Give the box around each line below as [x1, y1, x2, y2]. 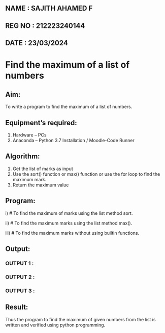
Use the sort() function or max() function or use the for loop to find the [12, 171, 160, 177]
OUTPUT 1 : [5, 260, 34, 267]
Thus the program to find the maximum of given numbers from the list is [5, 316, 156, 322]
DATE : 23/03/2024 [5, 39, 69, 47]
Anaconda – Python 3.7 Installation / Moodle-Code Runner [12, 137, 135, 143]
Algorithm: [5, 152, 40, 161]
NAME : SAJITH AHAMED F [5, 4, 93, 13]
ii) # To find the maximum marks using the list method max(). [5, 220, 133, 226]
